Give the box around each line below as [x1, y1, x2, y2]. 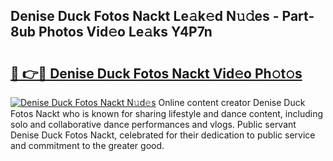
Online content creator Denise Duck [158, 97, 306, 108]
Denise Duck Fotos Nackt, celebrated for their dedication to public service [10, 129, 316, 141]
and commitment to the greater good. [10, 140, 165, 151]
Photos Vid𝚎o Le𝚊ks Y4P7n [38, 24, 213, 41]
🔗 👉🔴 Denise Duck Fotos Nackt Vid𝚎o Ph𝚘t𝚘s [10, 65, 303, 82]
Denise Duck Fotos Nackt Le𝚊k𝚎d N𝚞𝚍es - [10, 8, 280, 25]
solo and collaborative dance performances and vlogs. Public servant [10, 119, 297, 130]
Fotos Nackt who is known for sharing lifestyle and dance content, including [10, 108, 323, 119]
